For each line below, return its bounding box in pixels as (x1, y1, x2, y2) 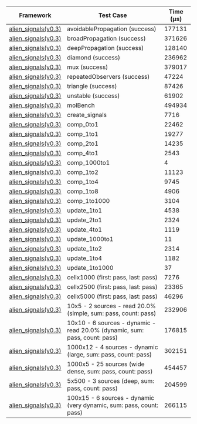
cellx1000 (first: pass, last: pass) (67, 273, 158, 281)
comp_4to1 (67, 149, 98, 157)
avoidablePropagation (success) (67, 25, 157, 33)
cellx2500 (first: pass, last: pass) (67, 283, 158, 291)
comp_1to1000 (67, 197, 110, 205)
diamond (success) (67, 54, 120, 61)
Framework (19, 11, 52, 19)
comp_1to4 (67, 178, 98, 186)
